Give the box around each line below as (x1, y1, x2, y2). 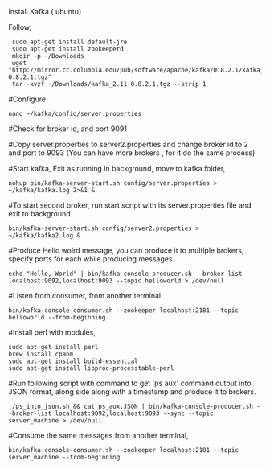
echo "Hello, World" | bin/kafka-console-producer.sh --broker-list (8, 269, 243, 278)
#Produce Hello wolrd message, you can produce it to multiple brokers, (8, 245, 244, 255)
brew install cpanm (8, 350, 74, 358)
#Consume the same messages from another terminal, (8, 430, 189, 440)
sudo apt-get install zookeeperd (11, 45, 125, 53)
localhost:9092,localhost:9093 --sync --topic (55, 409, 215, 418)
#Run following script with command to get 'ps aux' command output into (8, 378, 252, 388)
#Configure (8, 94, 47, 104)
